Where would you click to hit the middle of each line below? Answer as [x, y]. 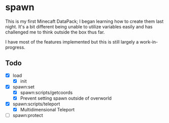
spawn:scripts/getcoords [46, 92]
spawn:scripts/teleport [36, 104]
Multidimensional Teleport [47, 110]
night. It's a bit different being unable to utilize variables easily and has [79, 26]
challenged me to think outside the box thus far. [55, 32]
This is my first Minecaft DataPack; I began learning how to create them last [84, 21]
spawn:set [23, 87]
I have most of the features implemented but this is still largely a [72, 42]
